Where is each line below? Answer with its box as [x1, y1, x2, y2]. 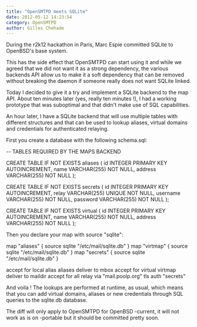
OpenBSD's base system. [6, 48, 68, 55]
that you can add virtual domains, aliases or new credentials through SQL [6, 291, 183, 298]
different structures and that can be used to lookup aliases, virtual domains [6, 119, 188, 126]
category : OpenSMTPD [6, 19, 57, 25]
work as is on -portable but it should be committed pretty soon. [6, 314, 160, 321]
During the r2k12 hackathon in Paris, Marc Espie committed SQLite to [6, 41, 173, 48]
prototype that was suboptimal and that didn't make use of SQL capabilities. [6, 101, 190, 109]
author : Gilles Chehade [6, 25, 65, 31]
